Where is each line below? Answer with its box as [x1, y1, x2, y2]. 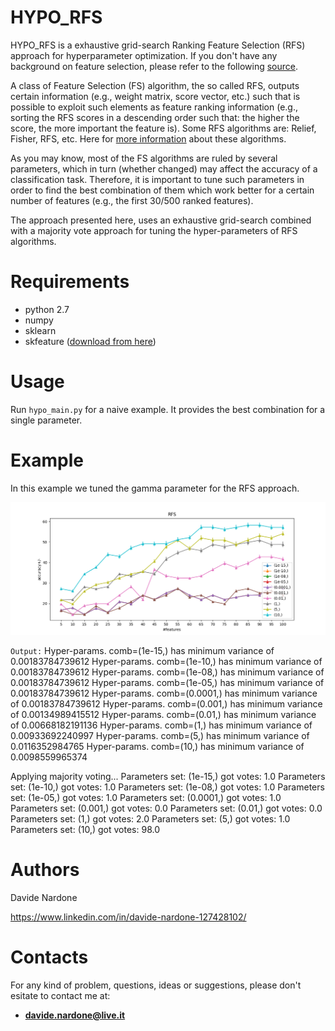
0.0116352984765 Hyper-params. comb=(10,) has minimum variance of [10, 740, 305, 752]
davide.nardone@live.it [24, 1009, 126, 1021]
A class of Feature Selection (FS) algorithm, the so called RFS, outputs [10, 79, 300, 91]
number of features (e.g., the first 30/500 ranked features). [10, 194, 254, 206]
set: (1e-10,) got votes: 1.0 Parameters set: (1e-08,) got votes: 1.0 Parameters [10, 781, 325, 793]
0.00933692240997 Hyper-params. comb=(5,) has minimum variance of [10, 729, 310, 741]
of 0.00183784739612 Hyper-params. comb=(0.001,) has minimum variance [10, 697, 323, 710]
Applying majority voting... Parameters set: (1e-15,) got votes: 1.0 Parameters [10, 770, 326, 782]
